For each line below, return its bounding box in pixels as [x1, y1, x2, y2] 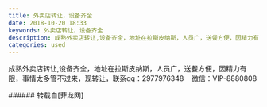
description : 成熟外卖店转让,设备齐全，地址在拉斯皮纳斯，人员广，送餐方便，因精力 [8, 33, 253, 42]
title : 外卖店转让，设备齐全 [8, 11, 93, 20]
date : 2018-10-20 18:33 [8, 19, 87, 27]
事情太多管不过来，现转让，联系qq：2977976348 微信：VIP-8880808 [21, 74, 257, 83]
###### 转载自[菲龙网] [8, 90, 84, 100]
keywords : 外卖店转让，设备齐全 [8, 26, 103, 34]
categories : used [8, 41, 66, 49]
